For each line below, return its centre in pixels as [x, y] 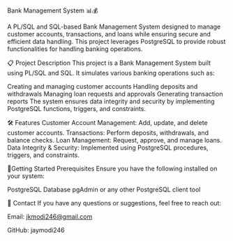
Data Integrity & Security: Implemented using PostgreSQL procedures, [108, 147]
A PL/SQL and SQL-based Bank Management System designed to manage [114, 27]
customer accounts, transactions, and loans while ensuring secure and [109, 34]
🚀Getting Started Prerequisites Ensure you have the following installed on [112, 168]
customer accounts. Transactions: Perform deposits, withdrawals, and [108, 133]
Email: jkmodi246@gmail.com [50, 217]
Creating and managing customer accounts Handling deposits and [103, 86]
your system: [26, 176]
